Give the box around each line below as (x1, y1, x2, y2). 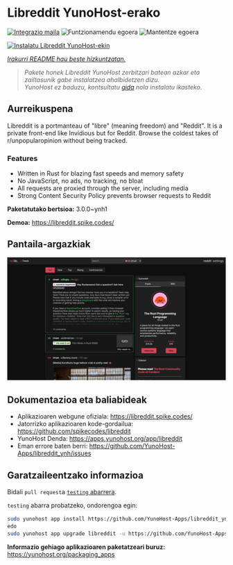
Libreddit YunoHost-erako (7, 5, 161, 21)
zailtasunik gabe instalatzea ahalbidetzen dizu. (24, 75, 160, 84)
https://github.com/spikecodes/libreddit (17, 427, 131, 435)
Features (7, 153, 38, 163)
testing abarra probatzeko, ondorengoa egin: (7, 501, 138, 509)
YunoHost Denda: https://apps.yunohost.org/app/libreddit (17, 435, 182, 443)
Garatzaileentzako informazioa (7, 469, 144, 481)
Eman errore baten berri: (17, 442, 88, 450)
